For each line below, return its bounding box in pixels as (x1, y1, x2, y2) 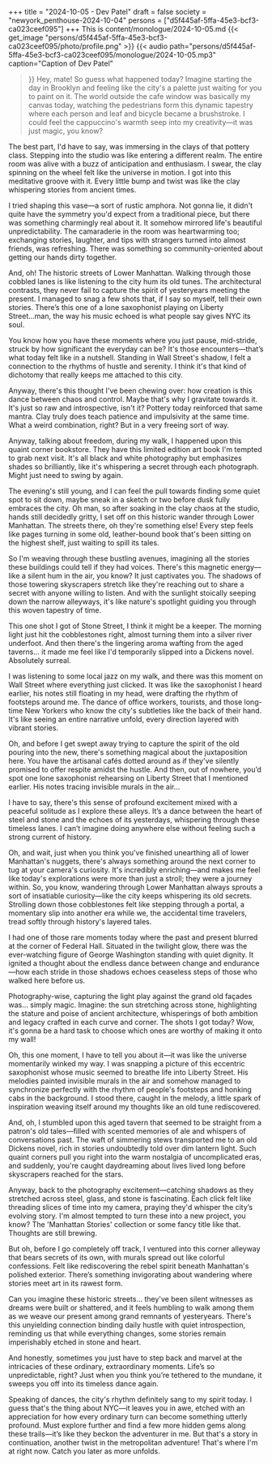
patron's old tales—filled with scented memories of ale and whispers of (8, 1126, 247, 1135)
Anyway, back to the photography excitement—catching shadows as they (8, 1185, 254, 1195)
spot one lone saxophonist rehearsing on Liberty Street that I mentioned (8, 773, 249, 782)
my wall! (8, 1035, 36, 1044)
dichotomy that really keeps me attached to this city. (8, 370, 184, 380)
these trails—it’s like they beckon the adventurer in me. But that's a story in (8, 1429, 258, 1439)
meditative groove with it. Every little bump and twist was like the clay (8, 176, 240, 186)
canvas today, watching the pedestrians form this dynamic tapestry (28, 101, 253, 110)
